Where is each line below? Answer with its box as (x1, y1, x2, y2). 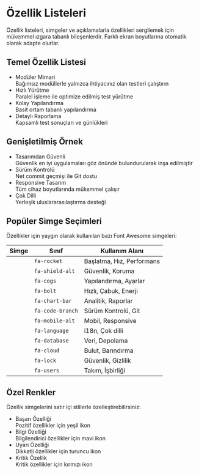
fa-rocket (34, 257, 63, 265)
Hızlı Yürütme (15, 86, 49, 94)
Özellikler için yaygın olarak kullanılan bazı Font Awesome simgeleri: (6, 232, 177, 240)
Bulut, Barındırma (84, 346, 134, 355)
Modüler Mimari (15, 73, 56, 81)
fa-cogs (34, 278, 57, 284)
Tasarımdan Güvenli (15, 153, 66, 160)
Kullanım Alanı (100, 246, 143, 255)
